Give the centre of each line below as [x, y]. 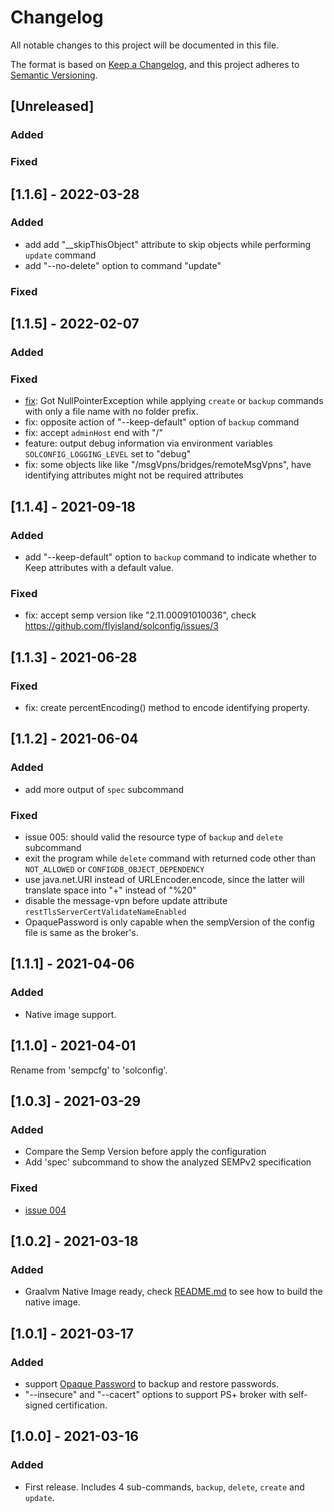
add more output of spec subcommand [104, 789]
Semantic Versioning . [54, 75]
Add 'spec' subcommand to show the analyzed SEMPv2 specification [168, 1162]
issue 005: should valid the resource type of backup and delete [154, 837]
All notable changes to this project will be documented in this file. [145, 45]
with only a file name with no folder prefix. [111, 412]
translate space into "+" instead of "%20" [110, 890]
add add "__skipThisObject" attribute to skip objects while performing [168, 244]
